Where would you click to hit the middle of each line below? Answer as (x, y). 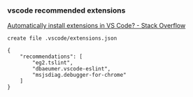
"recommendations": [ (51, 57)
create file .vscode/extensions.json (62, 38)
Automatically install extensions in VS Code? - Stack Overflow (96, 26)
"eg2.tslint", (53, 63)
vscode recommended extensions (66, 10)
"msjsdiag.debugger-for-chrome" (80, 75)
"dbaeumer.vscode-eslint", (72, 69)
